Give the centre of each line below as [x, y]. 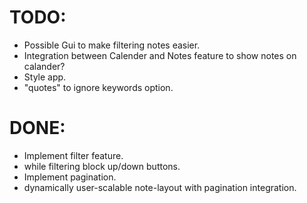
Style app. [45, 77]
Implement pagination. [70, 177]
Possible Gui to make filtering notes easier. [112, 45]
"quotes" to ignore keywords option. [98, 87]
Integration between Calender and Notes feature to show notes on [160, 55]
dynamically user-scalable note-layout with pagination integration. [160, 187]
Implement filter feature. [73, 155]
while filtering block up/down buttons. [102, 166]
